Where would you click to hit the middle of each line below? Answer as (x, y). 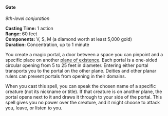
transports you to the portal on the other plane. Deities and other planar (81, 71)
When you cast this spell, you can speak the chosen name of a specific (81, 86)
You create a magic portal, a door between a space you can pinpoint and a (84, 55)
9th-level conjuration (27, 18)
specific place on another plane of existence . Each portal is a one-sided (81, 60)
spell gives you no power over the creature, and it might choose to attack (83, 103)
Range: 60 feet (21, 34)
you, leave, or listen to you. (34, 108)
